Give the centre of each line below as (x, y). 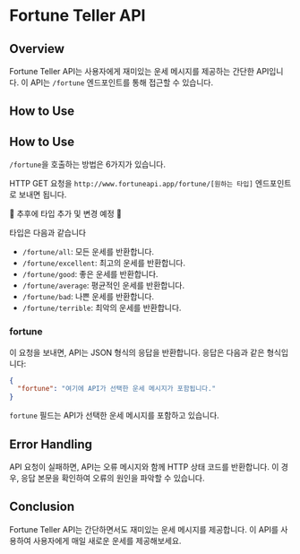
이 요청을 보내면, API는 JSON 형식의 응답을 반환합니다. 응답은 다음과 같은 (137, 352)
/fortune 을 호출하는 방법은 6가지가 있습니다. (87, 164)
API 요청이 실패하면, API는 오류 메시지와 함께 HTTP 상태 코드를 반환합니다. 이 (144, 466)
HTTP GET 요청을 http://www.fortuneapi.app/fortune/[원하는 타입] (131, 184)
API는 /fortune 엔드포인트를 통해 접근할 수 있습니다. (121, 82)
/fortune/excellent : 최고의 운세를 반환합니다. (104, 263)
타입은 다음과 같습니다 (48, 233)
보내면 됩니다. (43, 195)
